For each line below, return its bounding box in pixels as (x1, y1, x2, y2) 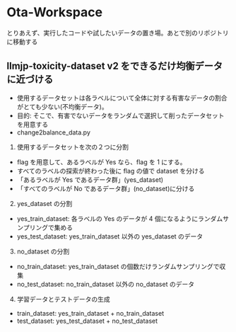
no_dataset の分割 (16, 247, 70, 256)
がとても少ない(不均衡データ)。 (16, 102, 108, 110)
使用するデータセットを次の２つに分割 (16, 142, 129, 151)
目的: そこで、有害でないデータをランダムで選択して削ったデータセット (16, 111, 225, 120)
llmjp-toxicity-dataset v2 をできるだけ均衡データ (6, 60, 223, 72)
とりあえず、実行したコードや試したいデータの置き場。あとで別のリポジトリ (6, 28, 229, 37)
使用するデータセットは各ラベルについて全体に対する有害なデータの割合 (16, 93, 228, 102)
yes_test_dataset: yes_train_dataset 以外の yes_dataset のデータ (16, 231, 203, 241)
